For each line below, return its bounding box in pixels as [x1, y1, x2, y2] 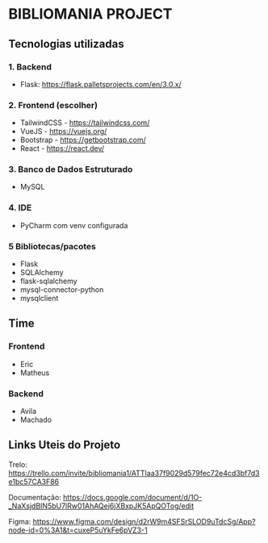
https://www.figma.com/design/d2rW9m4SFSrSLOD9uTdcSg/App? [32, 516, 256, 526]
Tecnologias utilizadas [8, 37, 124, 51]
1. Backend [8, 61, 52, 73]
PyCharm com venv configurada [19, 220, 128, 230]
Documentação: [8, 492, 62, 502]
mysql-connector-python [19, 285, 104, 294]
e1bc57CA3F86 [8, 477, 60, 487]
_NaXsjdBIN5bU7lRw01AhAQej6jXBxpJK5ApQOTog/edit [8, 501, 195, 511]
